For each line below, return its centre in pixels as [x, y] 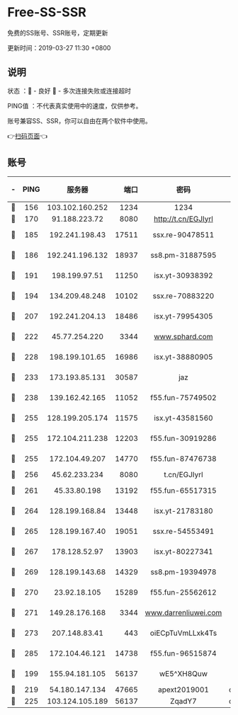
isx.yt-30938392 [183, 275]
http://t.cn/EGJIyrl [183, 219]
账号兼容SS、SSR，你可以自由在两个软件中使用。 [79, 120]
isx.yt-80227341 [183, 551]
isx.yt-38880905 [183, 357]
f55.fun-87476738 [183, 459]
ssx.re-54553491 [183, 531]
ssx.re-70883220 [183, 296]
